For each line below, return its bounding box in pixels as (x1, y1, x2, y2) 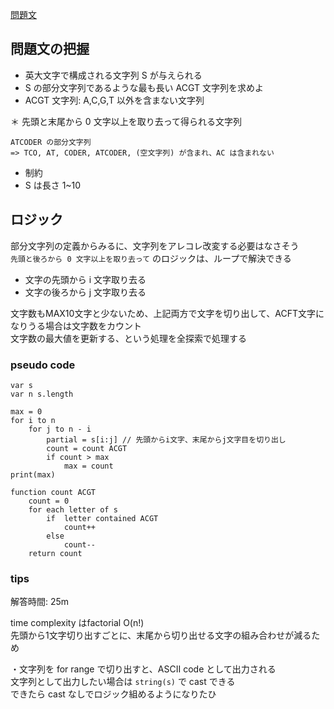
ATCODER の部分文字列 (10, 137, 92, 147)
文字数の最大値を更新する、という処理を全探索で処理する (10, 332, 247, 344)
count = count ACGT (46, 443, 128, 453)
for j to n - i (28, 424, 92, 434)
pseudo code (10, 358, 76, 372)
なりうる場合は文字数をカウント (10, 319, 142, 332)
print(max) (10, 469, 56, 480)
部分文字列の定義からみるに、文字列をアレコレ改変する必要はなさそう (10, 239, 300, 252)
